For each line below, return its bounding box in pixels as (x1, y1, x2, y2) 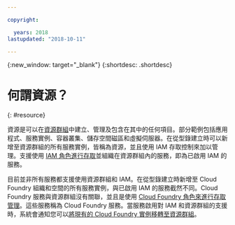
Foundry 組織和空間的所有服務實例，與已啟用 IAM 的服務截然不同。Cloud (7, 184, 218, 192)
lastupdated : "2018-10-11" (7, 36, 86, 43)
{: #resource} (7, 111, 46, 119)
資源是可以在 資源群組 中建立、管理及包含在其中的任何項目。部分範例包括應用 (7, 125, 228, 133)
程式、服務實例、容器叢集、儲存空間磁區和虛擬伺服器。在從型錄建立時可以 (7, 134, 222, 143)
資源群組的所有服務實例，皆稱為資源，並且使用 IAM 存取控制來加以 (19, 143, 212, 151)
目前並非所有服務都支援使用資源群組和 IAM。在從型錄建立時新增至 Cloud (7, 175, 217, 184)
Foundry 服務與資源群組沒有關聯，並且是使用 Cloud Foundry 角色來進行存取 (7, 193, 226, 201)
